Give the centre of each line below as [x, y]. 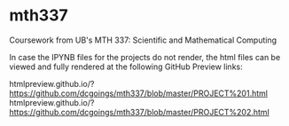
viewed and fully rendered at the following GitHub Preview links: [126, 67]
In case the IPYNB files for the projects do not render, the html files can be [145, 57]
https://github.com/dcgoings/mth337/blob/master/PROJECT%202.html [140, 112]
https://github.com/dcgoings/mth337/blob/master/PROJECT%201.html [139, 93]
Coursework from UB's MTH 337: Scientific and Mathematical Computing [143, 40]
